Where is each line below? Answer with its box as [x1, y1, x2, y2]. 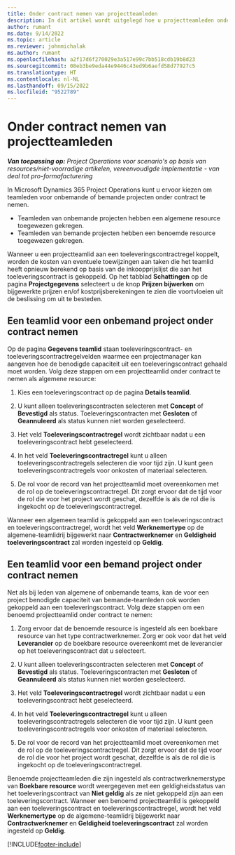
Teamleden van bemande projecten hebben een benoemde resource [17, 229, 216, 237]
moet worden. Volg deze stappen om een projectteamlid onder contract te [7, 366, 221, 376]
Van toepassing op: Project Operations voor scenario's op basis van [7, 157, 206, 166]
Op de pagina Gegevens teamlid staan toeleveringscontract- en [7, 345, 192, 353]
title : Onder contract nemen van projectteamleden [7, 10, 158, 18]
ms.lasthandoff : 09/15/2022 [7, 82, 90, 89]
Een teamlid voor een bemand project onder [7, 559, 203, 571]
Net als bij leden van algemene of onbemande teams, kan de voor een [7, 588, 210, 597]
